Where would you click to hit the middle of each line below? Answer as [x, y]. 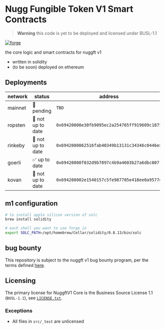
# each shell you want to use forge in [46, 228]
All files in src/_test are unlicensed [48, 321]
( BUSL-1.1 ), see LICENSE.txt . [34, 298]
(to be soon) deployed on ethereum [48, 67]
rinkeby [16, 145]
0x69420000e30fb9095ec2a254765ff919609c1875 [109, 125]
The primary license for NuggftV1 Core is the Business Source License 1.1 [79, 293]
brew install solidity [28, 219]
